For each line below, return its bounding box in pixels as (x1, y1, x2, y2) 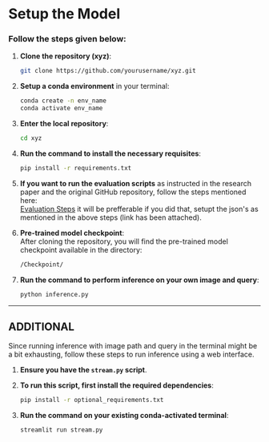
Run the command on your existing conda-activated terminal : (19, 411, 229, 420)
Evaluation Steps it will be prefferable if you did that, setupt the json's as (19, 204, 259, 213)
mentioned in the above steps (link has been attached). (19, 213, 202, 222)
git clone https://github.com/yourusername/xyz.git (19, 67, 196, 75)
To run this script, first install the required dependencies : (19, 380, 215, 390)
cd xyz (19, 134, 42, 142)
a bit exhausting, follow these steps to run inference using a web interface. (8, 349, 255, 360)
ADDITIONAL (8, 321, 74, 333)
